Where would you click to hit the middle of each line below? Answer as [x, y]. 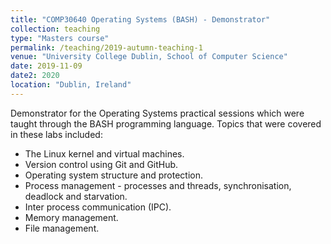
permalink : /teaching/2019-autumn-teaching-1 [106, 47]
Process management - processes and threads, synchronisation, [158, 185]
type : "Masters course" [60, 38]
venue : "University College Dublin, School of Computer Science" [149, 57]
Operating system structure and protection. [114, 175]
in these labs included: [56, 134]
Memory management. [71, 217]
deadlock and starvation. [76, 196]
